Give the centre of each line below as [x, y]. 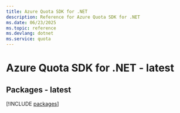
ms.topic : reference [31, 28]
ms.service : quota [28, 39]
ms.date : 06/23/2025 [31, 22]
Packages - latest [39, 90]
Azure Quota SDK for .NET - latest [90, 68]
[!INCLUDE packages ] [33, 104]
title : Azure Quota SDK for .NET [47, 11]
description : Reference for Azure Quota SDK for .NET [73, 17]
